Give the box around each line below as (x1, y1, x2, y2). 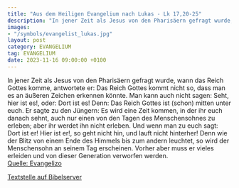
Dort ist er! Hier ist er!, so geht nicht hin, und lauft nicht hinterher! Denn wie (7, 128, 228, 137)
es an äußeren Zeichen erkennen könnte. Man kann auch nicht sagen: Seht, (7, 91, 229, 99)
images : (7, 23, 31, 31)
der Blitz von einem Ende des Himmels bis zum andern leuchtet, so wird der (7, 136, 230, 145)
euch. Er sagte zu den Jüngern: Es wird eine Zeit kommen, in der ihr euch (7, 106, 223, 114)
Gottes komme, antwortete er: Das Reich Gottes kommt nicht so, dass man (7, 83, 226, 92)
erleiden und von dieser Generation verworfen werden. (7, 151, 169, 160)
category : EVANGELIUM (7, 43, 72, 50)
